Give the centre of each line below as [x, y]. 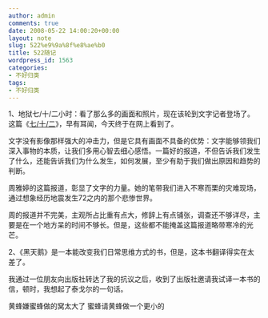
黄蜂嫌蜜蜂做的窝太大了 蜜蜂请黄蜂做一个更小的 [86, 306]
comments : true [34, 23]
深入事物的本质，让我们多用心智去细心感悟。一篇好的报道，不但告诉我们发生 [134, 151]
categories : [28, 68]
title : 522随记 [32, 53]
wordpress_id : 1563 [41, 61]
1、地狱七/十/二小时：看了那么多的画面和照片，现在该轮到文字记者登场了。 [131, 114]
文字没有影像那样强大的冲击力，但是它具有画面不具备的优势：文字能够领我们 [134, 141]
